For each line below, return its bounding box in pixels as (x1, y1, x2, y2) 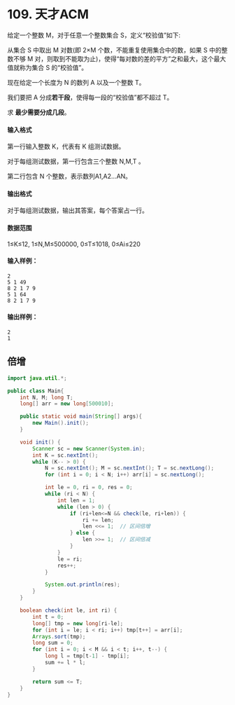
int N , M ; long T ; (20, 394, 73, 401)
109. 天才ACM (7, 6, 89, 22)
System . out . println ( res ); (44, 581, 120, 589)
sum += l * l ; (44, 659, 86, 666)
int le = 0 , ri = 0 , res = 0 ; (44, 484, 133, 491)
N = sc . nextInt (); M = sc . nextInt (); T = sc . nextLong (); (44, 465, 215, 472)
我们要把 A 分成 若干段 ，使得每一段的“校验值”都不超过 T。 (7, 93, 173, 102)
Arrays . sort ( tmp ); (32, 633, 86, 640)
